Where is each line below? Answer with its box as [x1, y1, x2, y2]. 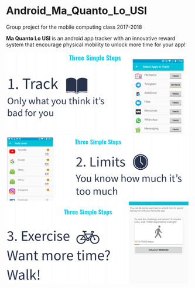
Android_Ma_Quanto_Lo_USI [6, 4, 148, 18]
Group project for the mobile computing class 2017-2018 [6, 23, 142, 30]
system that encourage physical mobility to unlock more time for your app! [6, 41, 186, 48]
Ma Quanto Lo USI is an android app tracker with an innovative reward [6, 35, 176, 42]
